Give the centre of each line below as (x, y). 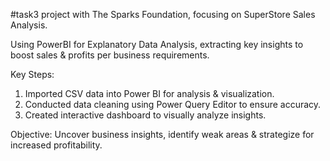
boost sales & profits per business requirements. (110, 55)
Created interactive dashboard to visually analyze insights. (145, 115)
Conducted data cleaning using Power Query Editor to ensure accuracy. (173, 104)
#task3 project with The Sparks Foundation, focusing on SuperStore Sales (163, 14)
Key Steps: (32, 74)
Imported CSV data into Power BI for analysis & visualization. (149, 93)
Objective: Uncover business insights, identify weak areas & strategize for (162, 134)
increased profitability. (56, 145)
